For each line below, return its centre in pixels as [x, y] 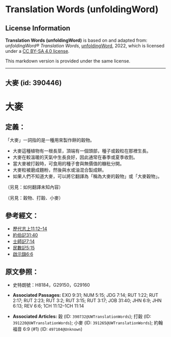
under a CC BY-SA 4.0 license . [37, 51]
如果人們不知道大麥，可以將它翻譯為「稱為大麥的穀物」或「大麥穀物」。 [87, 176]
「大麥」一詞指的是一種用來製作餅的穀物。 [50, 140]
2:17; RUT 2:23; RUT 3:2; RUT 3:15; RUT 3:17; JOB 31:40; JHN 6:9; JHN [87, 300]
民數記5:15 [24, 248]
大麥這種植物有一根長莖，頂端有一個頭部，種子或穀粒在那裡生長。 [82, 151]
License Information [38, 28]
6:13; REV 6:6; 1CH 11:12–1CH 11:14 [48, 306]
